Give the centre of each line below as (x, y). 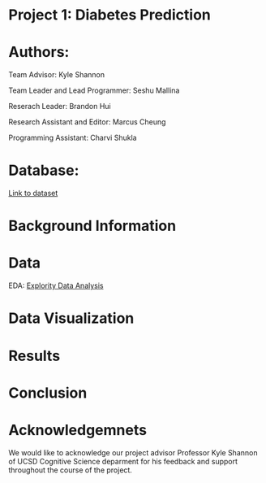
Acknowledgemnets (78, 430)
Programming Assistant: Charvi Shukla (73, 138)
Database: (44, 170)
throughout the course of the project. (70, 470)
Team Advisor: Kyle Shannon (57, 75)
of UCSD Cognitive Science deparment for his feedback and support (123, 461)
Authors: (39, 52)
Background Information (92, 226)
